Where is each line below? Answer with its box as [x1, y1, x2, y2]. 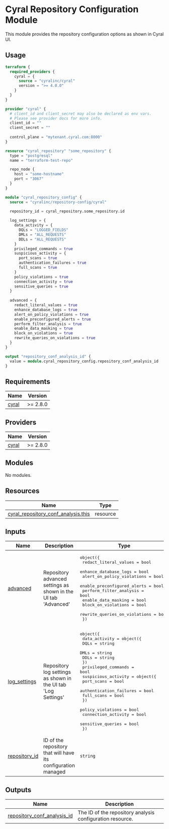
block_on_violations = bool [82, 602, 147, 608]
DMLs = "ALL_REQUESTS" [18, 232, 66, 237]
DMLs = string [79, 650, 112, 656]
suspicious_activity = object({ [82, 674, 157, 679]
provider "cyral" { [5, 106, 46, 112]
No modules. [5, 472, 32, 478]
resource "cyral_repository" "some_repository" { [5, 148, 112, 154]
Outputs [5, 786, 32, 794]
